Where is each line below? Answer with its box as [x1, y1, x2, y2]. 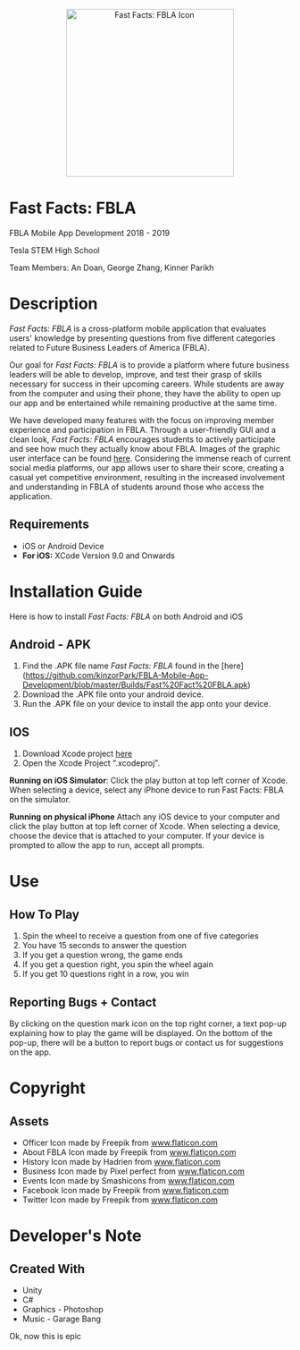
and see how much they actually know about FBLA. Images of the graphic [9, 443, 281, 454]
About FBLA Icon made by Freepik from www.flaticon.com [21, 1147, 237, 1158]
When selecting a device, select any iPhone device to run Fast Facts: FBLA [9, 785, 284, 795]
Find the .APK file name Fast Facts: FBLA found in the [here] [21, 660, 244, 671]
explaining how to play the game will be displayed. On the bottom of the [9, 1028, 273, 1039]
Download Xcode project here [21, 748, 132, 760]
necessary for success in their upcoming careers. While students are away [9, 378, 285, 389]
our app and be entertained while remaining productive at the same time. [9, 397, 278, 408]
